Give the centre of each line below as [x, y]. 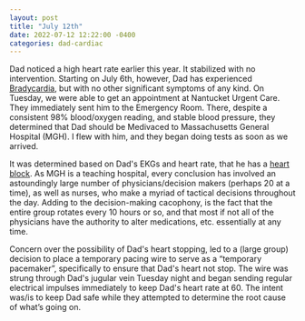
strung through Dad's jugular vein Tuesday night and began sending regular [151, 278]
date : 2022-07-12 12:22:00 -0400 [73, 35]
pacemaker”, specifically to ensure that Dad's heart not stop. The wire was [149, 268]
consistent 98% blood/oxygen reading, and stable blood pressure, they [143, 117]
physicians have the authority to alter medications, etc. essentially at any [145, 222]
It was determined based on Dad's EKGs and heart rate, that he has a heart [150, 164]
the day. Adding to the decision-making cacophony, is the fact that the [141, 203]
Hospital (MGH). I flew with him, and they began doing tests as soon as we [149, 136]
